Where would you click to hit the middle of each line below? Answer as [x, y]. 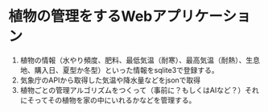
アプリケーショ [201, 16]
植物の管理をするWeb [80, 16]
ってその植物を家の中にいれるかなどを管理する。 [115, 100]
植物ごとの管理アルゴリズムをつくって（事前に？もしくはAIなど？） [132, 90]
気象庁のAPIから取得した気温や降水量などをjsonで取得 [110, 80]
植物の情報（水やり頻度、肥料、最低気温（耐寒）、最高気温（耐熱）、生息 [140, 60]
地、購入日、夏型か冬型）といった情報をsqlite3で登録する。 [119, 70]
